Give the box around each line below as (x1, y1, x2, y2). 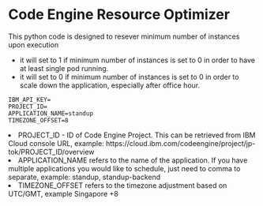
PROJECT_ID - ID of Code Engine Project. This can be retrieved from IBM (18, 130, 256, 140)
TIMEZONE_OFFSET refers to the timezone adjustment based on (18, 180, 227, 190)
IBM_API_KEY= (8, 96, 51, 103)
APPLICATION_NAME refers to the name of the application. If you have (18, 155, 248, 165)
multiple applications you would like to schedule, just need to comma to (8, 163, 241, 173)
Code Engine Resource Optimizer (8, 6, 231, 24)
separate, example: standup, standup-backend (8, 172, 161, 182)
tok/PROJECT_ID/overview (8, 147, 95, 156)
